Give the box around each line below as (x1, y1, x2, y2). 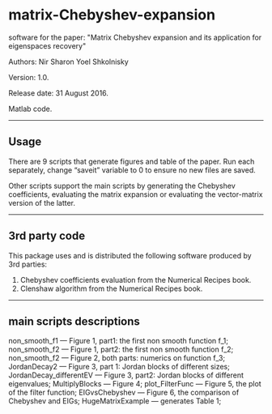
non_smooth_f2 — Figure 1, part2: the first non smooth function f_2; (8, 344, 234, 354)
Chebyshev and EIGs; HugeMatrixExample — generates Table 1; (8, 396, 222, 406)
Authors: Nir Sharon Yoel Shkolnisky (8, 57, 130, 66)
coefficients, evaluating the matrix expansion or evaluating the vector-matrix (8, 189, 263, 199)
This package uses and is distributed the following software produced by (8, 250, 253, 260)
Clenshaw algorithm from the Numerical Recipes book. (19, 284, 203, 293)
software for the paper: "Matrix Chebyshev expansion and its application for (8, 32, 262, 42)
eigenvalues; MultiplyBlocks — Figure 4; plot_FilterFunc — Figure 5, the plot (8, 379, 261, 389)
